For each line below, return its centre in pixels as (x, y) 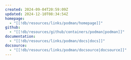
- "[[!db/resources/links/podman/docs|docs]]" (57, 41)
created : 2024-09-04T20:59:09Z (37, 9)
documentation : (20, 37)
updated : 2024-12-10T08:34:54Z (37, 14)
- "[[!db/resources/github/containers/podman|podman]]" (67, 32)
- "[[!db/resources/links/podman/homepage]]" (56, 23)
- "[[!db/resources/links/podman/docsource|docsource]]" (68, 50)
